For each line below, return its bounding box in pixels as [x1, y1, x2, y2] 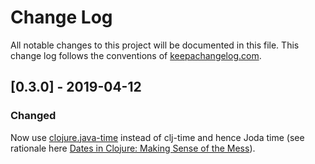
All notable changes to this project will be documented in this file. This [10, 39, 300, 51]
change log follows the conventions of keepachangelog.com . [10, 49, 262, 61]
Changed [10, 109, 57, 123]
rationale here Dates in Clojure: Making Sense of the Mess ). [10, 142, 256, 154]
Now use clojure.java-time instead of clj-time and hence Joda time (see [10, 131, 305, 143]
